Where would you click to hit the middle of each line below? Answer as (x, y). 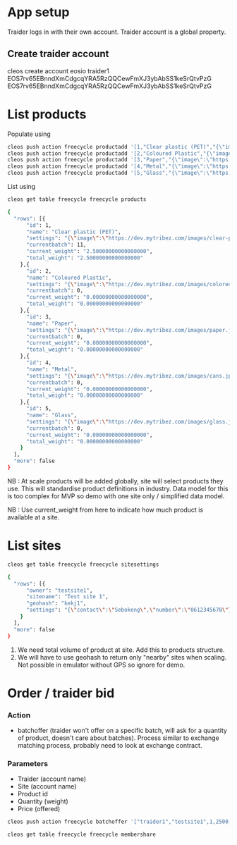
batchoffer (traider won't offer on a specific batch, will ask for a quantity (122, 730)
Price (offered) (39, 809)
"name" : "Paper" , (51, 323)
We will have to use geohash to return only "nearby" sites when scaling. (122, 657)
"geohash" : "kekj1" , (56, 603)
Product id (32, 794)
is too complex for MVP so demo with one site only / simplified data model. (116, 496)
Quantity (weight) (43, 801)
